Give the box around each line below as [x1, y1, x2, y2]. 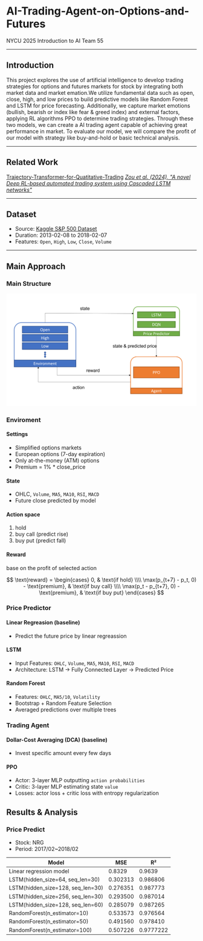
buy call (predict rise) [14, 530, 68, 538]
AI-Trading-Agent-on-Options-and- [6, 4, 190, 18]
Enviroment [6, 416, 41, 424]
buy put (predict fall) [14, 537, 66, 544]
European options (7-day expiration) [14, 450, 106, 457]
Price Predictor [6, 604, 51, 612]
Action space [6, 510, 40, 518]
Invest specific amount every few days [14, 750, 112, 757]
